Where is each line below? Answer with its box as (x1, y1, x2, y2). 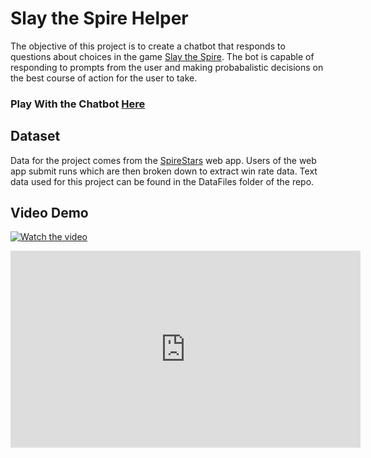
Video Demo (10, 205, 89, 222)
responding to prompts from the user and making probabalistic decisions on (10, 61, 324, 73)
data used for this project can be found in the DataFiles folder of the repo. (10, 175, 315, 187)
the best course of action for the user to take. (10, 72, 198, 84)
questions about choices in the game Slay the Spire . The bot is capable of (10, 50, 315, 62)
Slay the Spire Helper (10, 7, 189, 30)
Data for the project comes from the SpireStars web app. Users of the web (10, 154, 317, 166)
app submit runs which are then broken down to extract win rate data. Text (10, 165, 318, 177)
